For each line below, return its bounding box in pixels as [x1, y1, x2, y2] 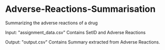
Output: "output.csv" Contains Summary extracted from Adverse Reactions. [5, 39, 161, 45]
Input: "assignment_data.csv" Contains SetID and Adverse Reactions [5, 29, 146, 35]
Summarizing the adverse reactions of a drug [5, 20, 98, 26]
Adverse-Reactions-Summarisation [5, 3, 156, 15]
